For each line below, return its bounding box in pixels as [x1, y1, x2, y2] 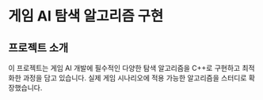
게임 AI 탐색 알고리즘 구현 [8, 7, 164, 25]
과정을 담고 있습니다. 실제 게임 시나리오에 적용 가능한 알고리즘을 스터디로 [22, 73, 247, 83]
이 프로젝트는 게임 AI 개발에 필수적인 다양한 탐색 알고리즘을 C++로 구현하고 [8, 64, 240, 72]
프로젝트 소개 [8, 41, 69, 54]
